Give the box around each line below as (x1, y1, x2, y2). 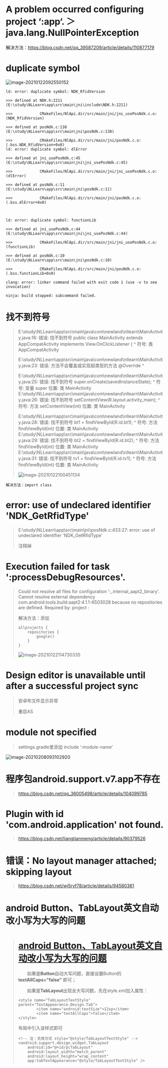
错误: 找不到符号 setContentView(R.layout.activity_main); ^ (39, 396, 160, 402)
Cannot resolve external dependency (18, 594, 95, 600)
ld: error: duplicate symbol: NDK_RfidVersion (6, 89, 105, 94)
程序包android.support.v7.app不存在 (6, 773, 160, 785)
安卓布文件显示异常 (18, 697, 59, 704)
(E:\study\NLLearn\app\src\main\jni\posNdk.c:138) (6, 129, 115, 134)
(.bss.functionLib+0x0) (6, 271, 56, 276)
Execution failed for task (6, 561, 110, 572)
